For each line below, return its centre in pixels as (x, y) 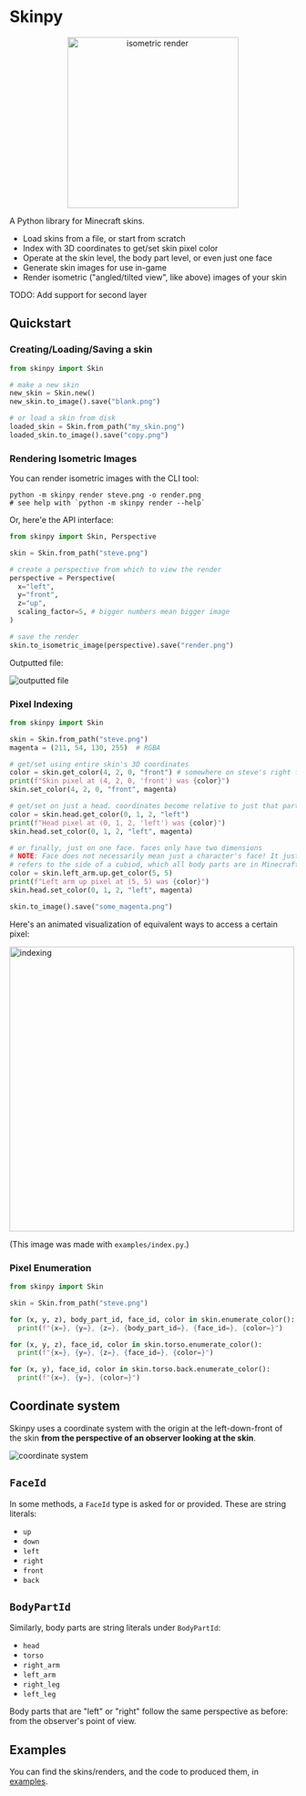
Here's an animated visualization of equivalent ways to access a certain (144, 924)
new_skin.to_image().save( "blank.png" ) (85, 402)
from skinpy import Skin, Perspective (83, 537)
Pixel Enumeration (51, 1267)
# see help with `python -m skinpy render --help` (107, 503)
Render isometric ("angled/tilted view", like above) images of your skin (154, 277)
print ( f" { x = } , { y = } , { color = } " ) (79, 1378)
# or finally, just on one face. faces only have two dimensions (136, 848)
